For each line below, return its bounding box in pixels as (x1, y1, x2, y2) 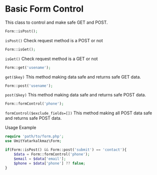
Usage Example (5, 125, 36, 130)
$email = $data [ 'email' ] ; (14, 156, 66, 161)
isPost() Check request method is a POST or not (5, 37, 103, 43)
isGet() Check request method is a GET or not (5, 56, 98, 62)
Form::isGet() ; (5, 47, 36, 52)
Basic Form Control (5, 3, 84, 15)
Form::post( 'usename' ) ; (5, 83, 53, 88)
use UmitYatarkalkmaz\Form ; (5, 139, 62, 143)
